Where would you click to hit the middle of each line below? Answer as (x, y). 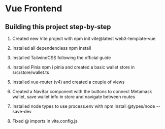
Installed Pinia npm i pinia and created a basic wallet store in (73, 67)
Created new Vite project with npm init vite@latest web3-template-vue (84, 38)
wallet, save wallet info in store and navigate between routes (74, 97)
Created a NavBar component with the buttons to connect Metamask (82, 91)
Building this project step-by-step (58, 27)
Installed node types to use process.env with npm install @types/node (83, 106)
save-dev (22, 112)
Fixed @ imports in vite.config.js (45, 121)
